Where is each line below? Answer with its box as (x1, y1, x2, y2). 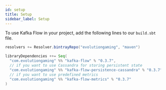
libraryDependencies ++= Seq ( (5, 54, 68, 59)
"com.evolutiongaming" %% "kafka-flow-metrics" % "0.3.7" (9, 77, 132, 82)
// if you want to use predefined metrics (9, 72, 98, 77)
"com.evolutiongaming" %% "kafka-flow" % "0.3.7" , (9, 58, 116, 63)
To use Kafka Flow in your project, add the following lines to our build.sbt (5, 30, 156, 36)
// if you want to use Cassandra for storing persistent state (9, 63, 142, 68)
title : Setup (5, 12, 32, 17)
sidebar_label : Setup (5, 16, 50, 21)
